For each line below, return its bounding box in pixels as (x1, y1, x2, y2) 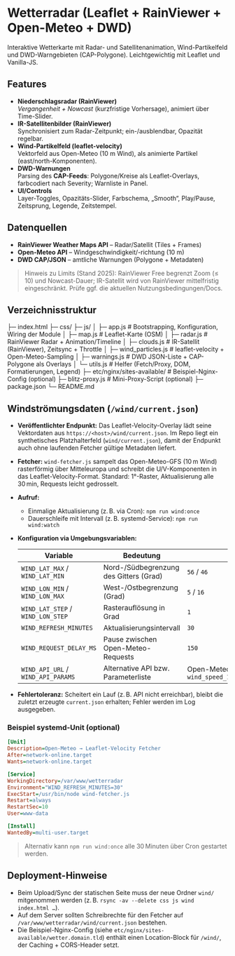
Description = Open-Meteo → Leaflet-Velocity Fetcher (7, 745, 161, 752)
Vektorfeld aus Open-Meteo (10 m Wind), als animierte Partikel (17, 149, 198, 157)
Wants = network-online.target (7, 758, 92, 766)
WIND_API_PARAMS (20, 673, 76, 682)
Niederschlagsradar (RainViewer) (17, 97, 117, 105)
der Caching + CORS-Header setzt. (17, 941, 120, 949)
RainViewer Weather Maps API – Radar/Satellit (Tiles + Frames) (17, 240, 202, 248)
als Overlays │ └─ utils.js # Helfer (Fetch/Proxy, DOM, (36, 360, 191, 369)
